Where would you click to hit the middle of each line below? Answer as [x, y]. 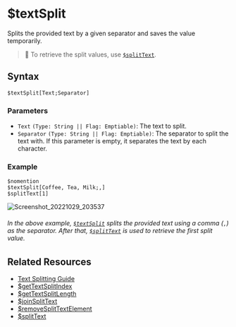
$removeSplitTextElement [55, 309]
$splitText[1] [28, 194]
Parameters [27, 110]
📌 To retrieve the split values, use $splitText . [90, 54]
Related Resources [49, 262]
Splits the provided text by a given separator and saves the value [101, 33]
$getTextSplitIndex [45, 286]
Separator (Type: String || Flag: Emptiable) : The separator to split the [123, 133]
